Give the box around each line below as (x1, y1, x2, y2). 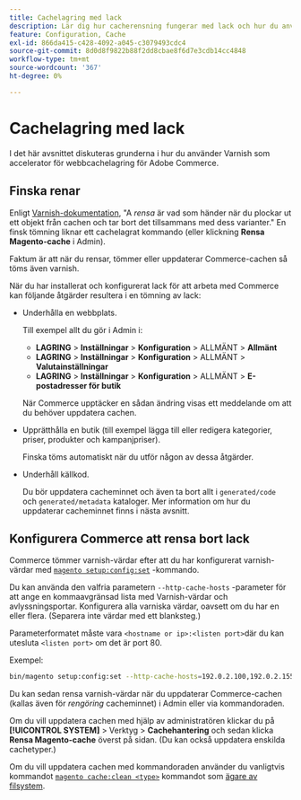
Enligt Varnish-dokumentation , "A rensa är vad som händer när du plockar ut (9, 207, 292, 218)
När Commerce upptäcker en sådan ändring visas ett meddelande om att (21, 397, 292, 409)
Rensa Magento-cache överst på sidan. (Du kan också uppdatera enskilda (9, 734, 286, 745)
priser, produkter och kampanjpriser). (21, 434, 161, 444)
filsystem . (9, 780, 46, 791)
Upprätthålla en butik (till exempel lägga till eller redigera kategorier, (21, 424, 273, 435)
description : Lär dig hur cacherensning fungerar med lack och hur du (9, 22, 279, 31)
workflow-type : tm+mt (9, 55, 90, 64)
